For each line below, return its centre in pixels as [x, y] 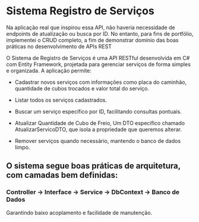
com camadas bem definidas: [62, 175]
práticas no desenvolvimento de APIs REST [59, 46]
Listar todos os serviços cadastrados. [61, 100]
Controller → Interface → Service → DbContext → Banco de [93, 192]
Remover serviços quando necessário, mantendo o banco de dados [98, 140]
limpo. [22, 147]
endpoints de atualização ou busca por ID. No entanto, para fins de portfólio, [100, 33]
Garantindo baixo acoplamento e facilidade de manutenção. [79, 212]
